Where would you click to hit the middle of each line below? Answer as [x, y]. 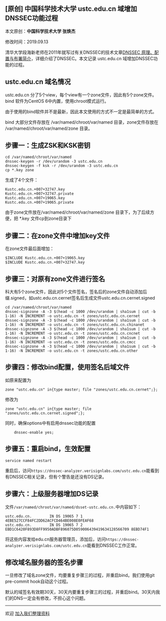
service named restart [28, 461]
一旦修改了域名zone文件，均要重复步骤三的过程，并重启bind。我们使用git [80, 575]
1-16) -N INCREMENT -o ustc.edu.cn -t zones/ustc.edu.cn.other [72, 351]
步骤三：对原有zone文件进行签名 [55, 279]
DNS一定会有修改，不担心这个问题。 [51, 598]
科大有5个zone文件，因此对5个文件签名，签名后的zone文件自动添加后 [76, 292]
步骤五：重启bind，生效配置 [48, 449]
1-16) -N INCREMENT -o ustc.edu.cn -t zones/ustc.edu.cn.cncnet [73, 334]
